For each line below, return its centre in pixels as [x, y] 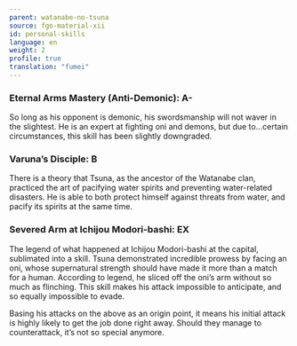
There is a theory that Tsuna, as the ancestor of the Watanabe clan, [132, 178]
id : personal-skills [48, 34]
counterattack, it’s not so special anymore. [87, 332]
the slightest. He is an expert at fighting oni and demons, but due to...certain [149, 127]
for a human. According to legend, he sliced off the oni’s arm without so [140, 277]
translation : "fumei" [49, 67]
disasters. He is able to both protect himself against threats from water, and [148, 197]
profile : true [36, 59]
